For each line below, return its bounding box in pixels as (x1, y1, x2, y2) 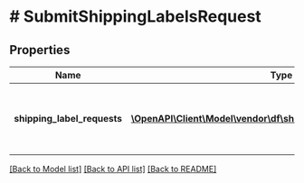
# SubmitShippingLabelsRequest (9, 6, 262, 27)
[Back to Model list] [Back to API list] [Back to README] (9, 164, 217, 174)
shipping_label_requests (14, 113, 122, 124)
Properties (9, 42, 71, 58)
